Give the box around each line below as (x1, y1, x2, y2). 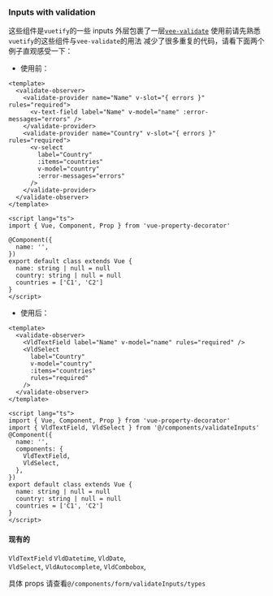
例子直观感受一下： (8, 46, 73, 56)
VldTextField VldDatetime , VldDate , (8, 553, 126, 563)
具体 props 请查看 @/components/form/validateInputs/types (8, 578, 206, 588)
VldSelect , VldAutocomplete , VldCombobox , (8, 561, 146, 571)
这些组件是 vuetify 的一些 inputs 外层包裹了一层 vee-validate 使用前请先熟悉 (8, 26, 262, 36)
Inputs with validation (8, 6, 96, 18)
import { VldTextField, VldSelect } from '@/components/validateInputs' (8, 424, 260, 432)
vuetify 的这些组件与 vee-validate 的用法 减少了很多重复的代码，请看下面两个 (8, 36, 265, 46)
